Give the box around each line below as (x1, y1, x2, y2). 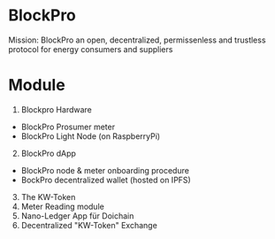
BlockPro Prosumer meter (20, 121, 116, 132)
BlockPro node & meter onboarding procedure (20, 165, 189, 175)
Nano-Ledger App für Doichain (20, 210, 134, 221)
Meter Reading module (20, 201, 105, 212)
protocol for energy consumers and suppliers (8, 43, 173, 54)
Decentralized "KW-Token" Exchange (20, 220, 158, 230)
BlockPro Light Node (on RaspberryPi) (20, 130, 161, 142)
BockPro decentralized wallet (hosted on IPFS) (20, 174, 191, 185)
